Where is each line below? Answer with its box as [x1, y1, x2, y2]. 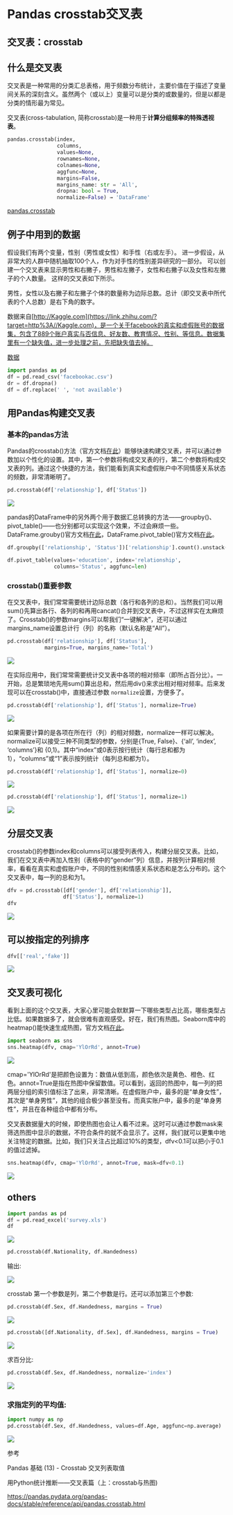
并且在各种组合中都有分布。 [21, 1105, 102, 1113]
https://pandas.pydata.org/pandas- [7, 1492, 108, 1500]
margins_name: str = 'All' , [56, 181, 138, 188]
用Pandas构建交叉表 [7, 407, 95, 419]
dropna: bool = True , [56, 188, 119, 195]
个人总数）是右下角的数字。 [19, 297, 98, 306]
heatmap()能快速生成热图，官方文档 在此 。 [7, 1023, 128, 1032]
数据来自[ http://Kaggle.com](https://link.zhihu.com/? [7, 312, 157, 320]
